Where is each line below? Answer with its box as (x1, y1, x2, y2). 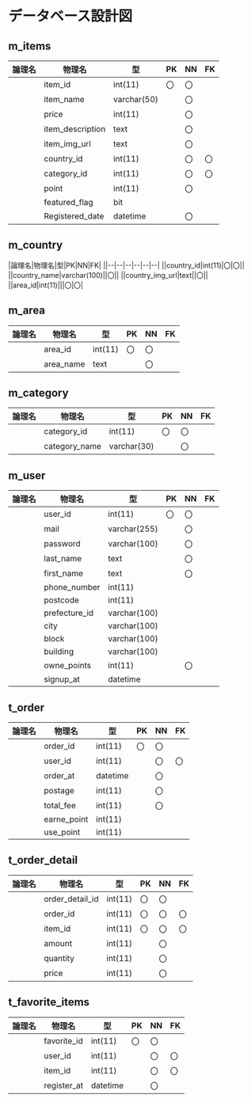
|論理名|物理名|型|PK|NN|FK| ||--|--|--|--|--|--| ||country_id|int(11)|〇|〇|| (8, 260, 245, 270)
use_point (44, 826, 81, 838)
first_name (44, 568, 84, 579)
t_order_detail (8, 853, 78, 867)
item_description (44, 123, 106, 135)
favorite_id (44, 1035, 83, 1046)
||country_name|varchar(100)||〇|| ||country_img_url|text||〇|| (8, 270, 208, 279)
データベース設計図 (8, 7, 133, 25)
